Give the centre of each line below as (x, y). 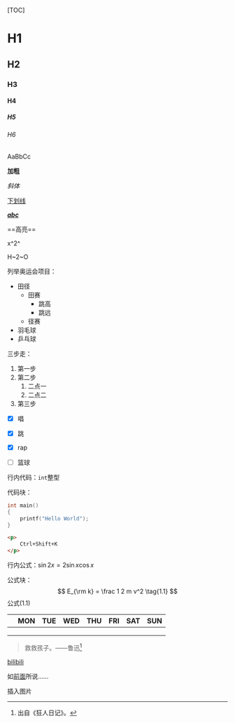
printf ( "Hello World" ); (55, 518)
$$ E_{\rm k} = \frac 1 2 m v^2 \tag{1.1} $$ (117, 591)
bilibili (16, 661)
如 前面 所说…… (28, 676)
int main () (23, 505)
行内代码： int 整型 (34, 477)
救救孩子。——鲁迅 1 (53, 647)
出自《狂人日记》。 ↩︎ (47, 712)
